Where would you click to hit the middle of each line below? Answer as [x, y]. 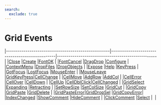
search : [12, 9]
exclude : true [23, 14]
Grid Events [29, 38]
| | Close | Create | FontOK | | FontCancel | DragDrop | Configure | [67, 61]
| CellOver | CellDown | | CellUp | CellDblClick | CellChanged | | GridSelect [74, 82]
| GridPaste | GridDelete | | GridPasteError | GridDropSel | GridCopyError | [74, 92]
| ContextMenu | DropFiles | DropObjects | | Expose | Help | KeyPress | [72, 67]
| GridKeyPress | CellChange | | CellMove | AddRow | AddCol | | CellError [73, 77]
